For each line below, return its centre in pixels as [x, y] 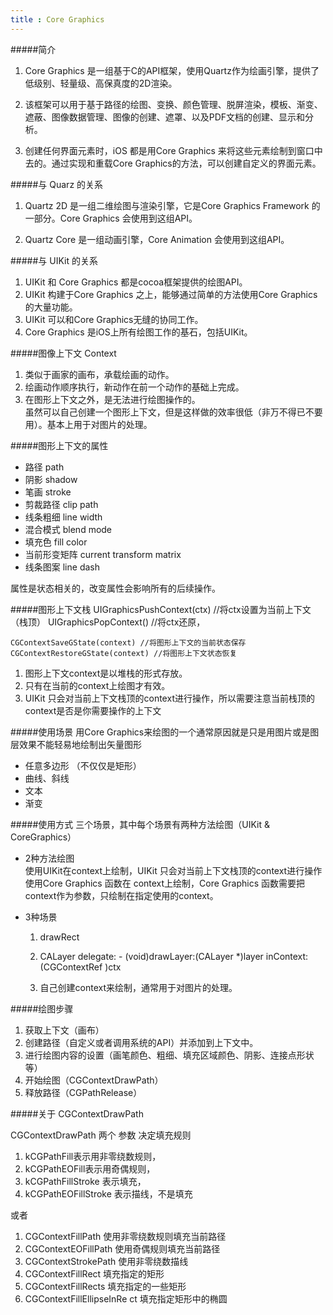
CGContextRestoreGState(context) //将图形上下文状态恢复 [124, 653]
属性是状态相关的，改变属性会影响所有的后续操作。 [115, 588]
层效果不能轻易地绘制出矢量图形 [76, 744]
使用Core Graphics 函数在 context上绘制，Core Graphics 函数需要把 [164, 883]
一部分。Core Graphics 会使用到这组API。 [111, 218]
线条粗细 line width [63, 517]
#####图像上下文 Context [63, 353]
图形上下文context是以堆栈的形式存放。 [106, 673]
